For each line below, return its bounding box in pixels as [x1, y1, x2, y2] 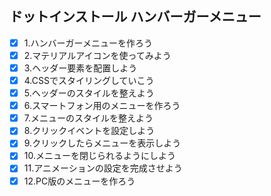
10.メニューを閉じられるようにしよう [23, 150, 176, 162]
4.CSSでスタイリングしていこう [23, 75, 155, 86]
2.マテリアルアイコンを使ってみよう [23, 49, 172, 61]
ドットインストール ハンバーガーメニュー [9, 8, 262, 26]
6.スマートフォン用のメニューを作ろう [23, 100, 181, 112]
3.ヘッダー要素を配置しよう [23, 62, 138, 74]
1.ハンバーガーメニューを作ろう [23, 37, 153, 49]
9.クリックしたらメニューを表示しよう [23, 137, 182, 149]
